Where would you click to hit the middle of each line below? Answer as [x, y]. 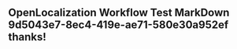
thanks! [28, 37]
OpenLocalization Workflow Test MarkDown [119, 13]
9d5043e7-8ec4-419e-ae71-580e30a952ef [119, 25]
